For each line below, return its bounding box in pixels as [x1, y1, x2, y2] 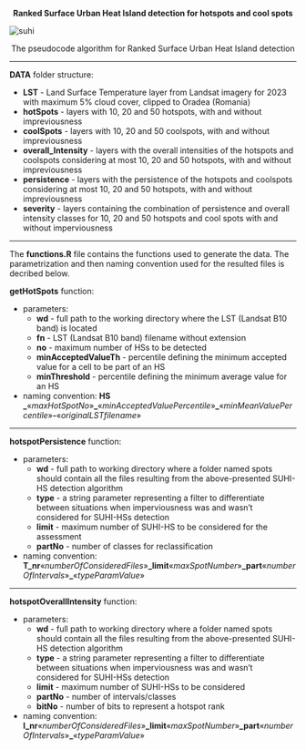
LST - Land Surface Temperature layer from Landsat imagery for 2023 [22, 87, 287, 98]
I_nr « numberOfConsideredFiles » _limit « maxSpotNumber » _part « [22, 720, 265, 731]
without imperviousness [22, 222, 114, 233]
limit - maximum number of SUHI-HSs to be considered [36, 682, 246, 692]
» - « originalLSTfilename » [47, 410, 142, 420]
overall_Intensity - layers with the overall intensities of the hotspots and [22, 145, 294, 156]
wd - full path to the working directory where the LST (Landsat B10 [36, 313, 287, 324]
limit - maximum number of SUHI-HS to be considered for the [36, 521, 269, 532]
